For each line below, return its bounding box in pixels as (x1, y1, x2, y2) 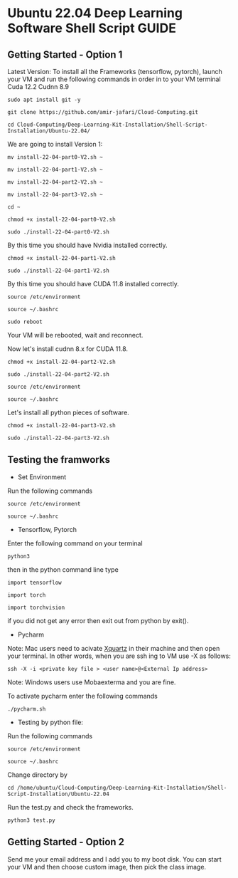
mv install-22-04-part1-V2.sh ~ (7, 166, 103, 173)
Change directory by (7, 770, 67, 779)
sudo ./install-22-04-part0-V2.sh (7, 229, 110, 236)
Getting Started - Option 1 (7, 48, 123, 61)
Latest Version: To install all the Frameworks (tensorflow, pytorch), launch (7, 68, 222, 75)
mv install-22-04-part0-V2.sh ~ (7, 154, 103, 161)
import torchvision (7, 604, 65, 611)
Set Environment (17, 472, 67, 481)
